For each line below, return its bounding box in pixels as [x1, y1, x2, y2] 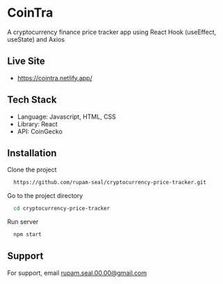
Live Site [7, 56, 45, 67]
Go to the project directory [7, 192, 83, 200]
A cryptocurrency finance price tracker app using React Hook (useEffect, [7, 28, 217, 36]
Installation [7, 147, 57, 159]
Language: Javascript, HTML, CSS [17, 112, 117, 121]
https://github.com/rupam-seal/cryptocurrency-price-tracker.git [13, 179, 207, 186]
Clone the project [7, 165, 57, 174]
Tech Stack [7, 94, 57, 106]
